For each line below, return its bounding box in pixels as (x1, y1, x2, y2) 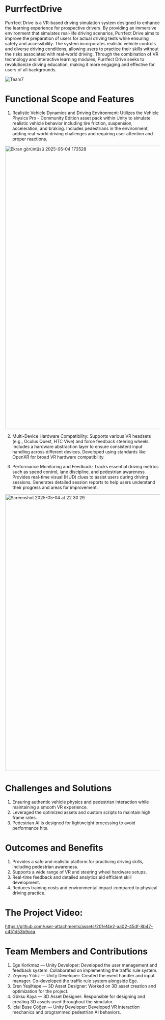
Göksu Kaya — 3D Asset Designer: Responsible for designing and (12, 993, 145, 999)
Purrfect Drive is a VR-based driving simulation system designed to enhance (5, 20, 160, 26)
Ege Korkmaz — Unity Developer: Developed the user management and (12, 962, 157, 968)
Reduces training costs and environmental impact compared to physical (12, 884, 158, 891)
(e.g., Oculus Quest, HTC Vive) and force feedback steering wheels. (12, 438, 150, 444)
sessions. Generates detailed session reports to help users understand (12, 479, 156, 485)
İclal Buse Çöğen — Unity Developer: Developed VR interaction (12, 1004, 140, 1010)
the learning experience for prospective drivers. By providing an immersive (5, 25, 157, 30)
